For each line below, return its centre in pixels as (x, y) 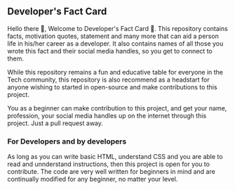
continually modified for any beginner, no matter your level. (93, 179)
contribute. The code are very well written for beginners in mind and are (111, 172)
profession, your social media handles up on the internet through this (107, 115)
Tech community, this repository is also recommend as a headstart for (109, 80)
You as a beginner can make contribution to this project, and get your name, (117, 108)
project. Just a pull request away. (55, 123)
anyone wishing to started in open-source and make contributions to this (112, 87)
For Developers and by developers (67, 141)
